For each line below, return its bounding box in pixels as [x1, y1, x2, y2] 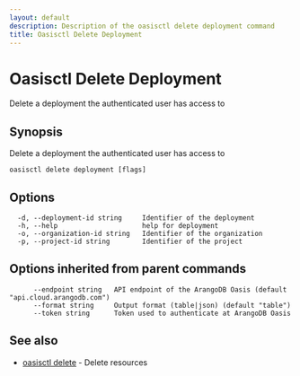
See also [9, 333, 58, 348]
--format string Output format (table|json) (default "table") [32, 301, 292, 310]
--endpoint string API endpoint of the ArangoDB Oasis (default [32, 284, 287, 294]
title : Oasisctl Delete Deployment [9, 30, 143, 39]
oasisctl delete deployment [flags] [9, 165, 146, 175]
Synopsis [9, 124, 63, 139]
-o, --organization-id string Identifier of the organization [17, 229, 263, 238]
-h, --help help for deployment [17, 221, 219, 230]
